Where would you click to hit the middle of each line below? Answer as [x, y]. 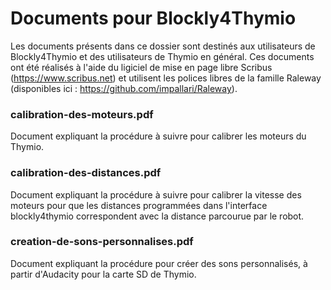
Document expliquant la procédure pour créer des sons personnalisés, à [159, 263]
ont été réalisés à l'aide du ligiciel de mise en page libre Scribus [141, 67]
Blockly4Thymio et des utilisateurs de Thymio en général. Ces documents [162, 56]
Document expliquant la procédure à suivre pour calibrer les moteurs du [158, 136]
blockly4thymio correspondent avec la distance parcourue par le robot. [157, 216]
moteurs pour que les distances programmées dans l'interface [139, 205]
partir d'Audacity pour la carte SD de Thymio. [103, 274]
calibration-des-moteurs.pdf [82, 114]
